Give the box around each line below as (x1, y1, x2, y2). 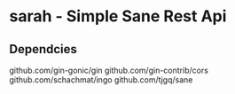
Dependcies (9, 42, 78, 57)
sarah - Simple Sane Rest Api (9, 6, 227, 27)
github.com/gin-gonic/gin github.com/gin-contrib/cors (9, 65, 208, 75)
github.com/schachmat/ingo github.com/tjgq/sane (9, 74, 193, 85)
